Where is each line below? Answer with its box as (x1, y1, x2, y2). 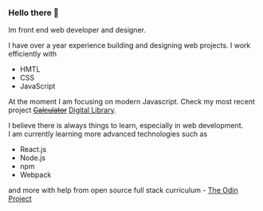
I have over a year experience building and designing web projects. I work (8, 41, 251, 50)
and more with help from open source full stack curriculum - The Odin (8, 186, 238, 195)
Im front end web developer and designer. (8, 25, 146, 35)
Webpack (19, 170, 52, 180)
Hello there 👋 (8, 7, 60, 18)
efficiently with (8, 49, 57, 59)
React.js (19, 145, 47, 154)
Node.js (19, 153, 46, 162)
